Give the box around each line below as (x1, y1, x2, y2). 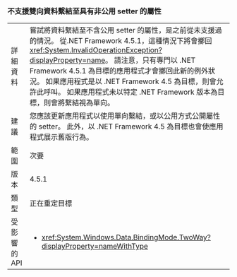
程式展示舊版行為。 (29, 132, 94, 142)
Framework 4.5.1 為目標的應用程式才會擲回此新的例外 (29, 66, 209, 76)
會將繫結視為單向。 (50, 98, 115, 107)
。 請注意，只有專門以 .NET (104, 55, 196, 65)
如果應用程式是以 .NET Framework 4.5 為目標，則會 (45, 76, 217, 86)
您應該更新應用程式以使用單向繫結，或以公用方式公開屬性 (29, 111, 221, 121)
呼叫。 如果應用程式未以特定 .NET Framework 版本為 (43, 87, 218, 97)
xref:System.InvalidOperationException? (29, 45, 162, 55)
